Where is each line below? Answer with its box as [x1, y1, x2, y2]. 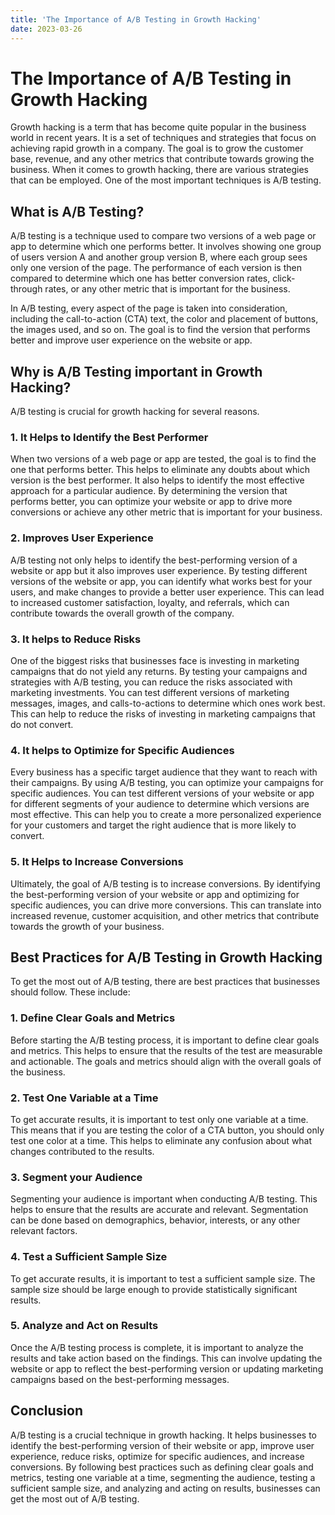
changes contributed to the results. [10, 1145, 155, 1157]
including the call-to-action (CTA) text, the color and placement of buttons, [10, 313, 319, 325]
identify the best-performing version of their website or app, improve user [10, 1439, 315, 1451]
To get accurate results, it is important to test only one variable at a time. [10, 1113, 309, 1125]
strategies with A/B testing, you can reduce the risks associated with [10, 676, 293, 688]
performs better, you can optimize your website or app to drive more [10, 496, 293, 508]
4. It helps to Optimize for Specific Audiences [10, 743, 235, 757]
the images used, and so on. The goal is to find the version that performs [10, 324, 311, 336]
